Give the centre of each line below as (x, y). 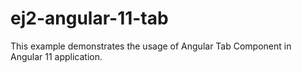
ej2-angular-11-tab (89, 18)
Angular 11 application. (56, 56)
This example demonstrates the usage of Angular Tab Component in (151, 46)
